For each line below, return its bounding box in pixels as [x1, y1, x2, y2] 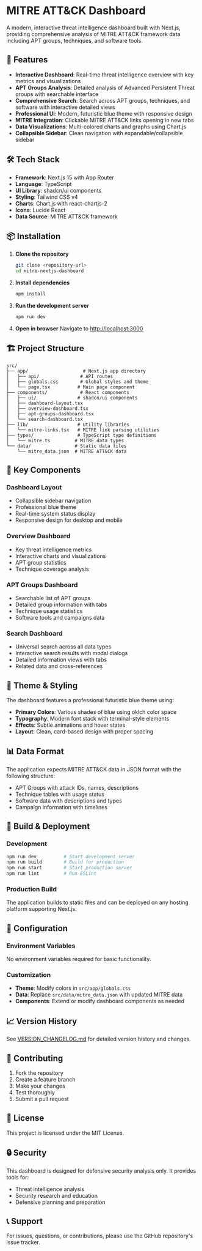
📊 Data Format [6, 746, 64, 757]
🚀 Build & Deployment [6, 821, 90, 832]
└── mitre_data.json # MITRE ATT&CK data [17, 448, 127, 455]
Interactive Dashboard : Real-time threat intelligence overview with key [15, 71, 194, 78]
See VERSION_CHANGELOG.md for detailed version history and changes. [6, 1035, 191, 1043]
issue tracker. [6, 1239, 41, 1246]
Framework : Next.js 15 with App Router [15, 174, 114, 181]
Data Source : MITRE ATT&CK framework [15, 212, 118, 220]
